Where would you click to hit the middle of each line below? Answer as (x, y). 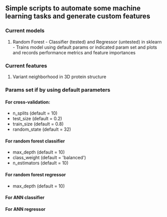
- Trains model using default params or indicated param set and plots (85, 47)
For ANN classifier (25, 198)
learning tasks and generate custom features (78, 16)
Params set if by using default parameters (58, 90)
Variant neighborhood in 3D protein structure (59, 77)
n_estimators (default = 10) (40, 163)
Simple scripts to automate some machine (73, 8)
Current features (26, 65)
